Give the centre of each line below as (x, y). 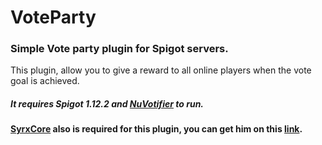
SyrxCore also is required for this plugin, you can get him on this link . (156, 129)
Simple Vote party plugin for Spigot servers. (119, 49)
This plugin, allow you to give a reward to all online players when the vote (161, 70)
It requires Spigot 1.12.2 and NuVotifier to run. (107, 104)
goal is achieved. (45, 81)
